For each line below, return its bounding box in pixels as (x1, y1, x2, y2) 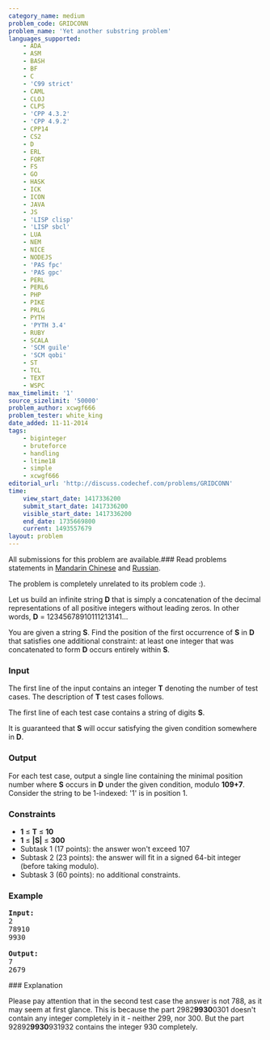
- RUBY (23, 329, 45, 337)
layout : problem (8, 532, 63, 540)
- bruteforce (23, 441, 67, 450)
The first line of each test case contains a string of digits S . (8, 707, 205, 718)
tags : (8, 427, 27, 435)
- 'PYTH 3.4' (23, 321, 67, 329)
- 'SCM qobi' (23, 351, 67, 359)
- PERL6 (23, 283, 49, 292)
